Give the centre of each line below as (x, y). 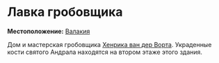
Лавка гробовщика (65, 12)
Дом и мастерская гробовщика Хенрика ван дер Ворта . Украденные (109, 44)
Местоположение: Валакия (49, 31)
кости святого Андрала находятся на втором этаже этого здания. (105, 52)
